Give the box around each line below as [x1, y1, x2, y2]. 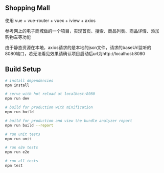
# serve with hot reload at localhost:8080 [5, 92, 95, 97]
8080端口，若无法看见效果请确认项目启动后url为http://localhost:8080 [5, 50, 145, 56]
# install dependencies [5, 78, 54, 83]
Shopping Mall [5, 4, 50, 12]
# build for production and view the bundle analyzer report [5, 118, 133, 123]
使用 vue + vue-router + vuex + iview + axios [5, 17, 96, 24]
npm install [5, 83, 29, 88]
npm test [5, 163, 23, 168]
